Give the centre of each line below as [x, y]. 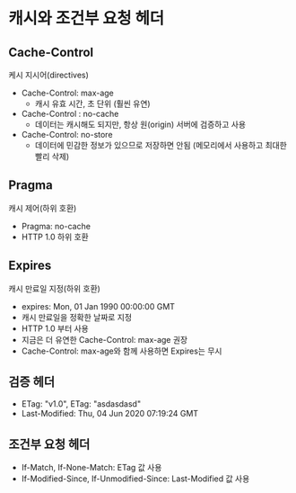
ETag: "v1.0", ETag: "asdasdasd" [81, 404]
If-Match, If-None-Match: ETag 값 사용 [91, 468]
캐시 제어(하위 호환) [43, 208]
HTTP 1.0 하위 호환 [55, 237]
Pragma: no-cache [56, 226]
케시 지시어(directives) [48, 75]
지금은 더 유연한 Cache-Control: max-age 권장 [104, 339]
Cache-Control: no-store [67, 134]
